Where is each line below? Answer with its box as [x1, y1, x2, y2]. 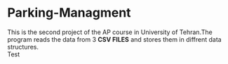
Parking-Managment [7, 5, 131, 21]
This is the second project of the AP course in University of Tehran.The [7, 28, 213, 36]
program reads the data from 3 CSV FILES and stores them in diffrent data [7, 35, 222, 43]
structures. [7, 42, 39, 51]
